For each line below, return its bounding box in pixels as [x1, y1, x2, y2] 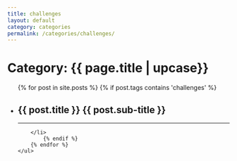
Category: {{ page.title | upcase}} [7, 60, 209, 76]
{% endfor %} [30, 141, 69, 148]
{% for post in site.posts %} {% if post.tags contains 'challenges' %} [17, 84, 217, 92]
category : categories [7, 23, 71, 30]
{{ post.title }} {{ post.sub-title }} [17, 103, 166, 116]
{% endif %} [43, 135, 78, 142]
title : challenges [7, 10, 61, 18]
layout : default [7, 17, 55, 24]
